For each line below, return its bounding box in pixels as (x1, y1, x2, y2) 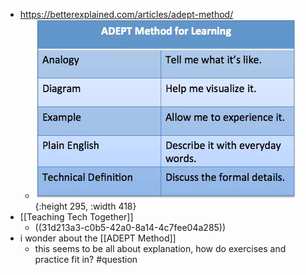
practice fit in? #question (34, 254, 138, 265)
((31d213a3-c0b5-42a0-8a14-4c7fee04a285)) (34, 222, 227, 233)
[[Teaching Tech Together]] (19, 211, 134, 223)
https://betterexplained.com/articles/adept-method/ (19, 9, 234, 20)
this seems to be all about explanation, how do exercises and (34, 243, 287, 254)
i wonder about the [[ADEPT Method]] (19, 232, 177, 244)
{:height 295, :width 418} (34, 200, 137, 212)
